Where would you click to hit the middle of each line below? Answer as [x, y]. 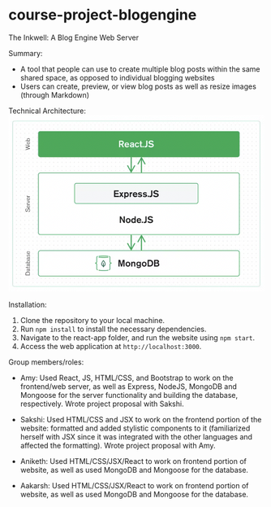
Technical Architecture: [47, 111]
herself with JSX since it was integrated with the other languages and [136, 436]
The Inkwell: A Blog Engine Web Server [74, 37]
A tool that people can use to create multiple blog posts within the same [140, 69]
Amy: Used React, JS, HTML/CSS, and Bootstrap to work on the [127, 378]
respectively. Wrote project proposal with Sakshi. [102, 404]
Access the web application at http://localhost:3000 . [111, 346]
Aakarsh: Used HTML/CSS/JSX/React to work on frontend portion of [134, 485]
